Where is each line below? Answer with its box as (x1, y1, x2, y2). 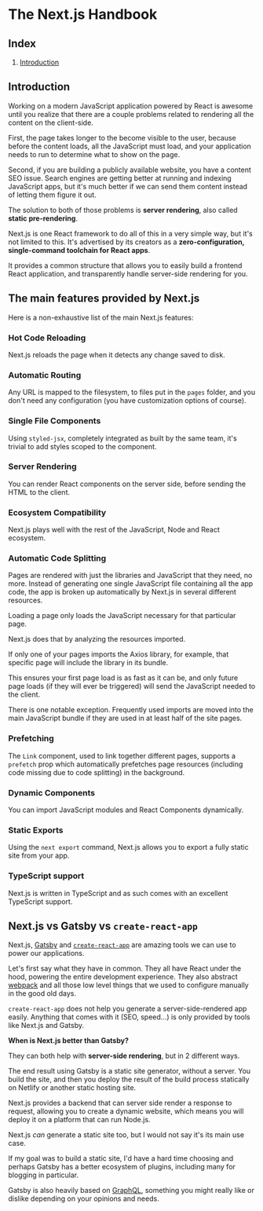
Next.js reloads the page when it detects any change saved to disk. (8, 349, 225, 359)
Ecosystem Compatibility (8, 507, 107, 518)
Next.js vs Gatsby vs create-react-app (8, 919, 198, 932)
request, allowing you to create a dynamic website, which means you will (8, 1107, 244, 1116)
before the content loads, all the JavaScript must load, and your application (8, 141, 251, 151)
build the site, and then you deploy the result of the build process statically (8, 1074, 250, 1085)
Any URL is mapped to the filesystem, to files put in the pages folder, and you (8, 387, 256, 397)
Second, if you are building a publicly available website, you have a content (8, 165, 251, 174)
